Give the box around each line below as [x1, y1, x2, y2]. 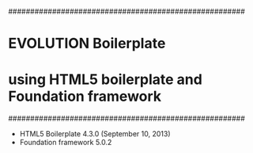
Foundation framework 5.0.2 [19, 138, 112, 147]
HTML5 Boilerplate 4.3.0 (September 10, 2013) [19, 129, 172, 139]
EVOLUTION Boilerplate [8, 35, 166, 52]
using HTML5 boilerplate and [8, 71, 203, 89]
